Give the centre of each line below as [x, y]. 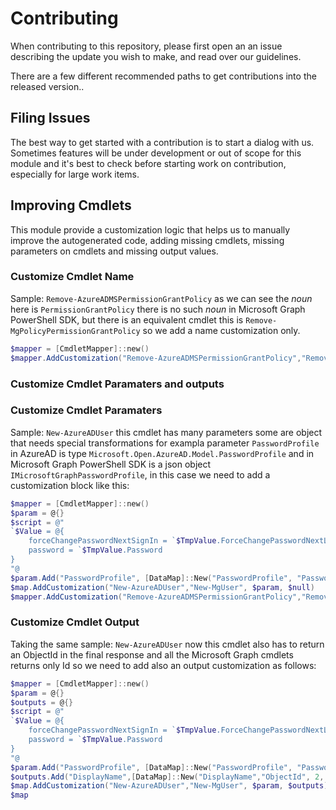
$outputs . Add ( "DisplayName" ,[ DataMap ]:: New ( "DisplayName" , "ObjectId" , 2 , [167, 777]
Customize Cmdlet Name [72, 277]
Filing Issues [50, 118]
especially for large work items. [75, 174]
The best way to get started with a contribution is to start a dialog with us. [162, 142]
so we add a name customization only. [221, 330]
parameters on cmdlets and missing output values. [114, 251]
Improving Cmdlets [71, 205]
